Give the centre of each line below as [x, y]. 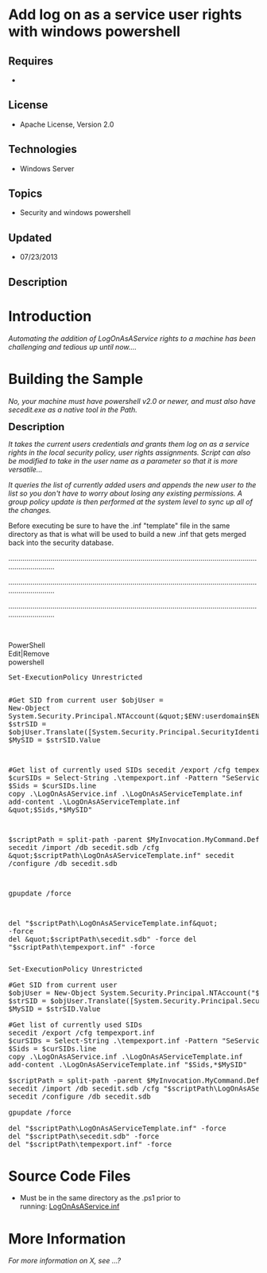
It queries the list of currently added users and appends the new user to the [132, 484]
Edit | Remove [29, 653]
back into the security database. [61, 542]
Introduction [50, 316]
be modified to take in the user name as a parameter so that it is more [123, 460]
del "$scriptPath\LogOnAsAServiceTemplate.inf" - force [117, 1128]
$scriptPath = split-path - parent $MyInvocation [104, 1080]
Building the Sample [76, 379]
